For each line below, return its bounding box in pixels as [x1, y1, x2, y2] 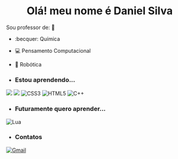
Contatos [14, 133, 43, 141]
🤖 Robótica [14, 61, 42, 68]
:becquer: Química [14, 35, 61, 42]
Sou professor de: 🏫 [6, 24, 55, 31]
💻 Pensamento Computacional [14, 47, 91, 54]
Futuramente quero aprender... [14, 105, 106, 113]
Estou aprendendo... [14, 75, 75, 84]
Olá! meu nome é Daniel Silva [26, 4, 173, 18]
